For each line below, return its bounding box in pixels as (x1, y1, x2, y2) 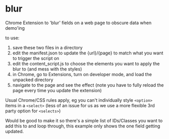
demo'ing (5, 25, 25, 31)
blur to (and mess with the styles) (12, 66, 82, 72)
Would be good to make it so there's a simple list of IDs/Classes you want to (5, 117, 163, 123)
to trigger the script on (12, 55, 59, 61)
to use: (5, 35, 20, 41)
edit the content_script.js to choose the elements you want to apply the (12, 60, 160, 66)
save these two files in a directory (12, 44, 83, 50)
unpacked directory (12, 77, 54, 83)
